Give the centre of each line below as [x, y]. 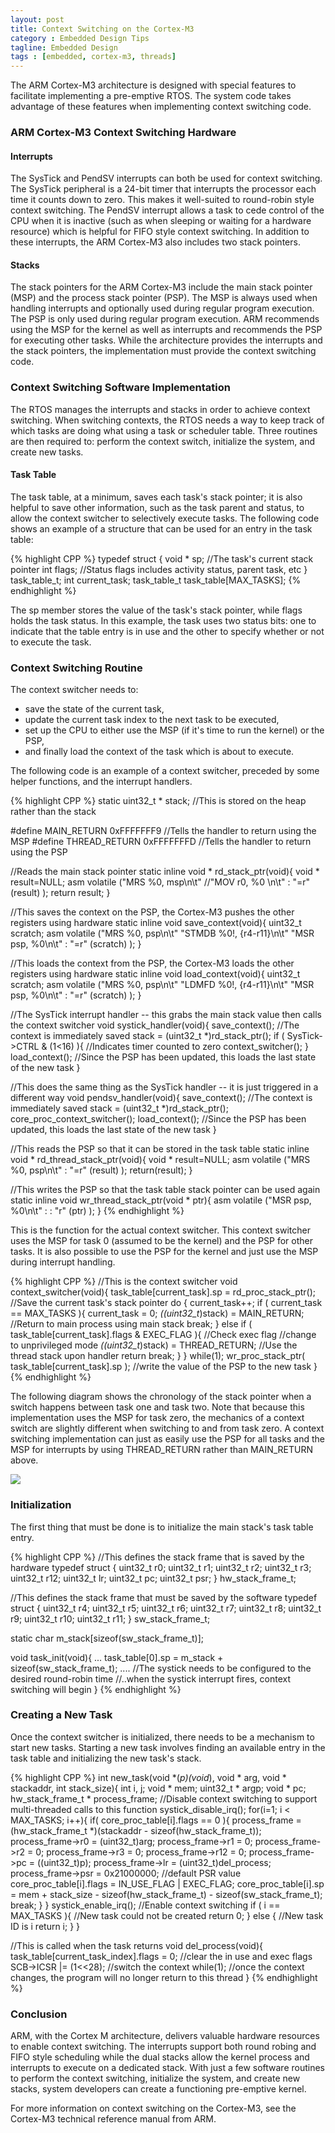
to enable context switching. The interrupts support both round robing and [163, 2047]
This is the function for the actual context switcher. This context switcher [160, 1230]
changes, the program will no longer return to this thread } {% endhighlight [164, 1977]
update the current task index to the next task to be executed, [152, 720]
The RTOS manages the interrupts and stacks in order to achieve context [160, 409]
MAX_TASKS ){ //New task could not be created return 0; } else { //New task [167, 1915]
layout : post [37, 19]
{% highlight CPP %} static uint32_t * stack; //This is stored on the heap [158, 801]
